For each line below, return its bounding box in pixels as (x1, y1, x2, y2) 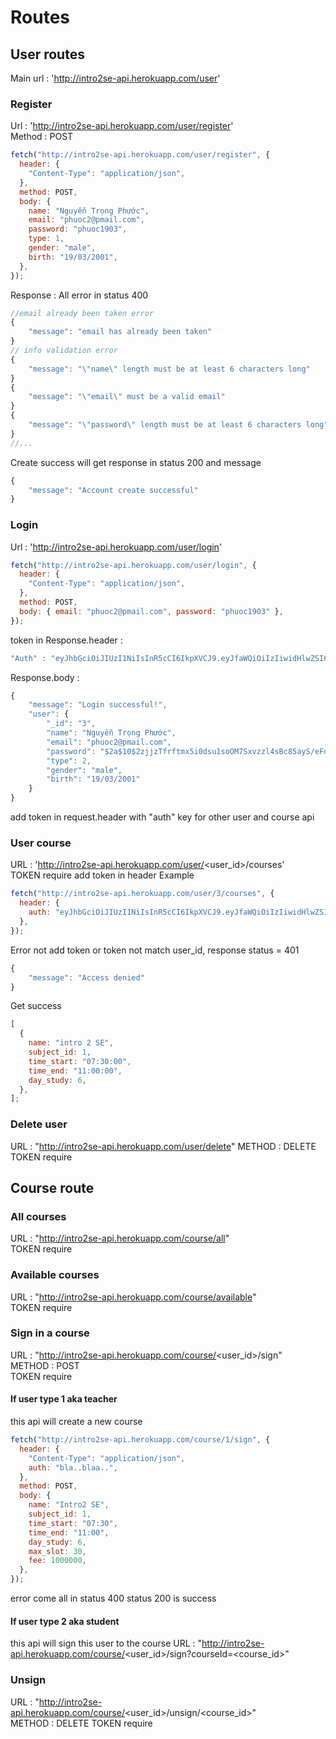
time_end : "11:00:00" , (28, 1066, 123, 1076)
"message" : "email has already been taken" (28, 327, 213, 337)
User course (10, 836, 72, 850)
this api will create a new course (10, 1416, 143, 1428)
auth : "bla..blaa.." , (28, 1462, 118, 1473)
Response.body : (10, 671, 80, 683)
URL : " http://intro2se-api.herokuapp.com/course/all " (10, 1232, 230, 1245)
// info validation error (10, 346, 118, 356)
